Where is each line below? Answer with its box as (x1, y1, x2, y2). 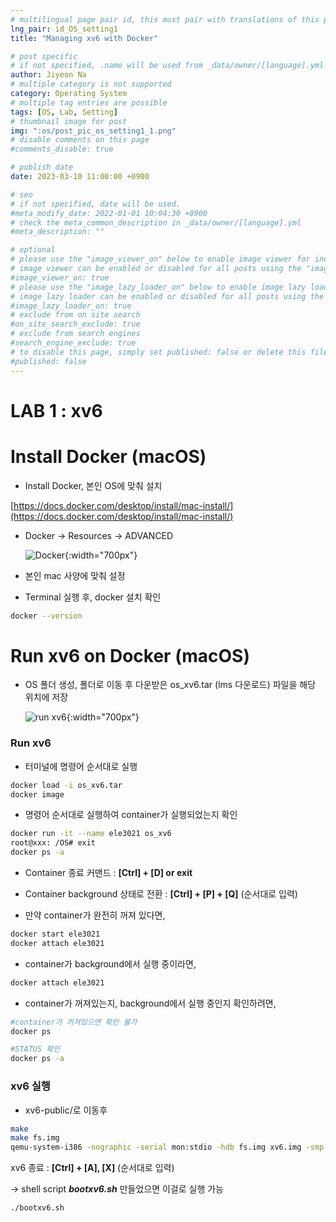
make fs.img (10, 1133, 60, 1143)
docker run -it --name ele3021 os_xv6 (10, 829, 172, 839)
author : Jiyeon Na (10, 70, 87, 80)
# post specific (10, 51, 78, 61)
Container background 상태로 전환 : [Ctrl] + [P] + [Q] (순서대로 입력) (24, 888, 298, 900)
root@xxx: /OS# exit (10, 838, 97, 848)
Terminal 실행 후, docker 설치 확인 (24, 591, 162, 603)
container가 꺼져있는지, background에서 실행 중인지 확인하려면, (24, 997, 277, 1009)
